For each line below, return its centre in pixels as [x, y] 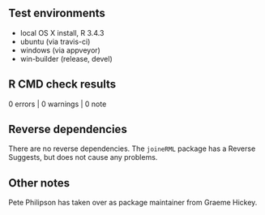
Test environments [57, 13]
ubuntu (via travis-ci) [55, 41]
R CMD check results [62, 84]
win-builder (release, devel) [66, 58]
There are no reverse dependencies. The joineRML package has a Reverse [132, 148]
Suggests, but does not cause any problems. [83, 157]
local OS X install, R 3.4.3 [62, 32]
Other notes [39, 183]
